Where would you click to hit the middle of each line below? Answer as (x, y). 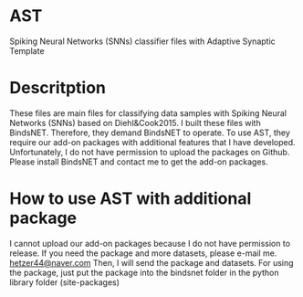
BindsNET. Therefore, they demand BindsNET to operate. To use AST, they (150, 133)
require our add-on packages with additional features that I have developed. (152, 142)
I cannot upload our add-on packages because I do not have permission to (150, 243)
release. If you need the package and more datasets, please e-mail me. (143, 253)
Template (27, 50)
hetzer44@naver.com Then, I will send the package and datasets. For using (151, 262)
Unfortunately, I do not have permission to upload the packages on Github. (150, 152)
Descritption (58, 88)
